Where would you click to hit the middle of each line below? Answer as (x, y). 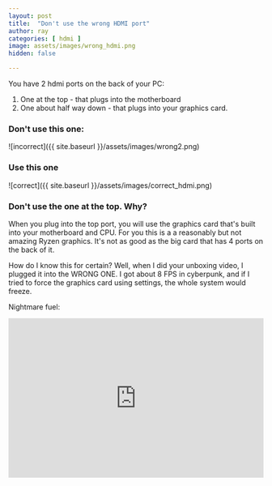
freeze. (20, 291)
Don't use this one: (47, 129)
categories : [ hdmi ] (45, 38)
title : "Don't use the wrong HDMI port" (79, 23)
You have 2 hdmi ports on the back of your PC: (86, 83)
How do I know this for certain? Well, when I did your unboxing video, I (126, 265)
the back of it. (32, 249)
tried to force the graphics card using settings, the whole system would (127, 282)
